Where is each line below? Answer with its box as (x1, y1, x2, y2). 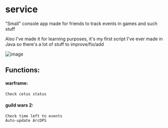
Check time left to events (5, 113, 63, 118)
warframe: (5, 80, 28, 86)
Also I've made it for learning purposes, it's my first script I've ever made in (5, 36, 163, 42)
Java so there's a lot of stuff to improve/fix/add (5, 41, 104, 47)
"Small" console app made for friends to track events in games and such (5, 20, 158, 27)
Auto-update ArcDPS (5, 118, 47, 123)
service (5, 4, 38, 15)
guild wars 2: (5, 102, 34, 108)
